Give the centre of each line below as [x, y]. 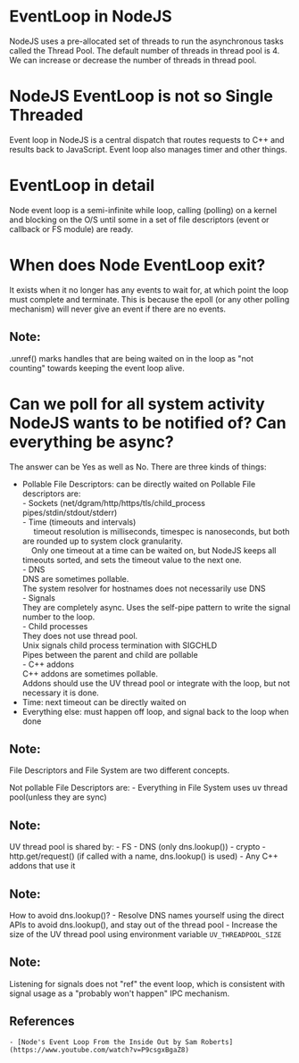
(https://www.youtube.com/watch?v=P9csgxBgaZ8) [100, 1050]
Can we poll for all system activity [137, 404]
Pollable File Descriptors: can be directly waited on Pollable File [139, 484]
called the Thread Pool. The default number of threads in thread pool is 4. [145, 50]
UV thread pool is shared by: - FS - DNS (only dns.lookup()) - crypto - [137, 847]
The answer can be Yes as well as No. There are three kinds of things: [138, 467]
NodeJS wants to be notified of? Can [148, 423]
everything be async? [91, 441]
